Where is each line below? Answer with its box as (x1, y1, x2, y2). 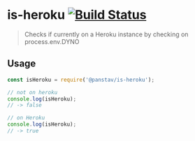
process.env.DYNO (24, 37, 80, 45)
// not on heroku (7, 89, 58, 96)
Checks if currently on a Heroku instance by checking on (24, 30, 189, 38)
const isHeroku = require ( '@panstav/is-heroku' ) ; (7, 76, 155, 83)
